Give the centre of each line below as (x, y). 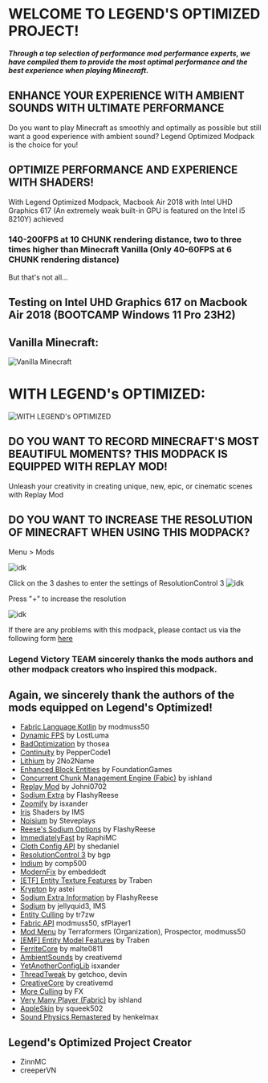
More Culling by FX (52, 991)
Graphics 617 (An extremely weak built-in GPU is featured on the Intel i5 (127, 210)
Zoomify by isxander (54, 803)
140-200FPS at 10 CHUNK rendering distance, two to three (125, 239)
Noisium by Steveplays (58, 821)
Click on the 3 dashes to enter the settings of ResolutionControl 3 (116, 582)
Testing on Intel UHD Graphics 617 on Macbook (128, 302)
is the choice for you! (43, 145)
